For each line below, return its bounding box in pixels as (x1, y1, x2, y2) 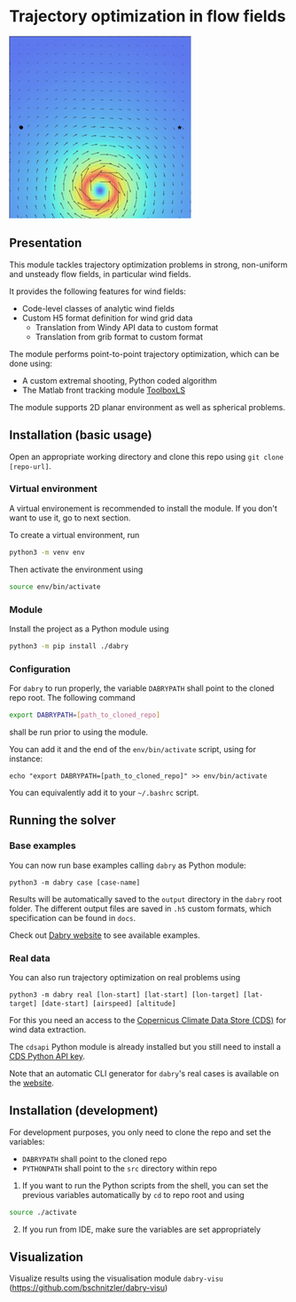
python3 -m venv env (9, 548, 86, 557)
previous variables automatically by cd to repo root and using (21, 1189, 245, 1200)
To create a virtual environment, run (9, 529, 140, 540)
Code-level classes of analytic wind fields (21, 303, 175, 314)
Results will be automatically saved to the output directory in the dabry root (9, 893, 282, 904)
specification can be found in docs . (9, 912, 136, 923)
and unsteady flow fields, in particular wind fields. (9, 268, 191, 279)
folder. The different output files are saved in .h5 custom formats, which (9, 903, 272, 914)
